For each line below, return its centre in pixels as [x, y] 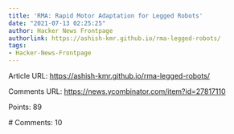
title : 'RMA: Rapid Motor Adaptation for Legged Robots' [106, 16]
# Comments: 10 [35, 122]
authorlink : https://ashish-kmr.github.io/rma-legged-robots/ [115, 38]
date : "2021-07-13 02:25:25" [57, 23]
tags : [17, 46]
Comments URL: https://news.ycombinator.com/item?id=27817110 [117, 91]
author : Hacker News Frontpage [61, 30]
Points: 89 [25, 107]
